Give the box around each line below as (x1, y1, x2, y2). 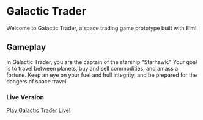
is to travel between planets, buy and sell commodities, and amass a (6, 65, 179, 72)
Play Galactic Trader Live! (6, 107, 71, 114)
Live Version (6, 93, 45, 101)
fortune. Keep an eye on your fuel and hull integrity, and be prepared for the (6, 71, 197, 79)
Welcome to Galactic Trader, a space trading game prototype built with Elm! (6, 24, 197, 32)
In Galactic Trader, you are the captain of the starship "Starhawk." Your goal (6, 58, 197, 65)
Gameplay (6, 42, 46, 52)
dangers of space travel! (6, 77, 68, 85)
